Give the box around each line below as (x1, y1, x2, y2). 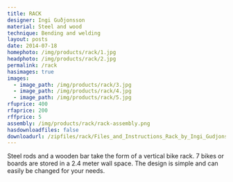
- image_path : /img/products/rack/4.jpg (13, 88, 132, 94)
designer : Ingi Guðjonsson (7, 17, 85, 24)
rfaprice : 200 (7, 107, 49, 114)
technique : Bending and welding (7, 29, 101, 37)
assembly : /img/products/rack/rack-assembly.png (7, 119, 150, 127)
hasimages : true (7, 68, 54, 75)
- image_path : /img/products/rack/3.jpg (13, 81, 132, 88)
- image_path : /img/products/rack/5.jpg (13, 94, 132, 101)
